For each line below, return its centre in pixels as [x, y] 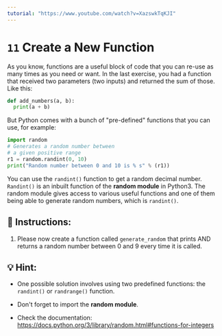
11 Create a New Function [81, 47]
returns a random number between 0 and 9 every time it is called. [109, 246]
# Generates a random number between [61, 147]
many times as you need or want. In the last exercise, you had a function [109, 73]
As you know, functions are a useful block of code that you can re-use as [110, 67]
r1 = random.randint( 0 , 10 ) [47, 159]
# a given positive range [44, 153]
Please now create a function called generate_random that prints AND [114, 239]
